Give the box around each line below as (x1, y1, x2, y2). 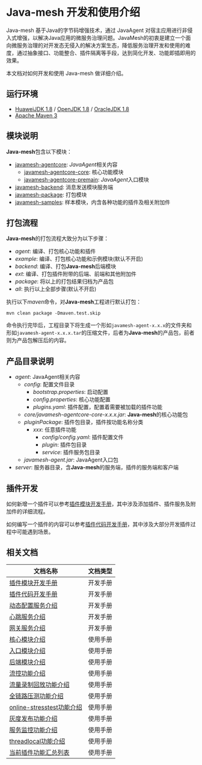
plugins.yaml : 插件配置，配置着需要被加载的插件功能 (32, 404, 163, 411)
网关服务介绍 (9, 624, 46, 632)
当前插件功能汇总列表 (9, 748, 70, 757)
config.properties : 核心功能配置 (32, 396, 111, 403)
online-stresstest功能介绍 (9, 703, 82, 711)
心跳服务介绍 (9, 612, 46, 621)
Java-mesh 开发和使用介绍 (6, 5, 140, 19)
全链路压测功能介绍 (9, 691, 64, 700)
